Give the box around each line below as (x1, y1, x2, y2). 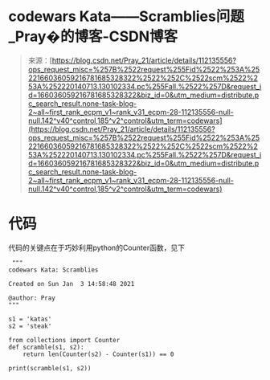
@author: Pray (8, 294, 56, 302)
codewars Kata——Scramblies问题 (8, 7, 245, 26)
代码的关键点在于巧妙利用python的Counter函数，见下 (8, 243, 185, 252)
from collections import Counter (8, 336, 121, 344)
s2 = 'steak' (8, 322, 52, 330)
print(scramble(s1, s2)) (8, 364, 92, 372)
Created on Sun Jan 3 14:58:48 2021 (8, 280, 135, 288)
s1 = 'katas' (8, 315, 52, 323)
